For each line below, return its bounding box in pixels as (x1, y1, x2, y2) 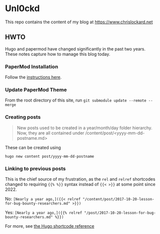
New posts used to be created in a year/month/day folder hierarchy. (16, 125, 153, 131)
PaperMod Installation (5, 63, 58, 70)
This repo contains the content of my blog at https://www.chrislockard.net (5, 19, 153, 25)
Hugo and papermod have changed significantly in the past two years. (5, 46, 146, 51)
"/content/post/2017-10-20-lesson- (82, 197, 155, 201)
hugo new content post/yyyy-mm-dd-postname (5, 154, 95, 159)
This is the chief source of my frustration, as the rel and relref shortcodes (5, 176, 156, 182)
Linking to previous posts (5, 165, 66, 172)
